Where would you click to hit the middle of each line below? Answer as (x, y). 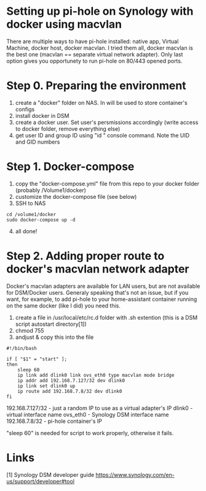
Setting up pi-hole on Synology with (100, 11)
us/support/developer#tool (41, 481)
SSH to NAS (30, 203)
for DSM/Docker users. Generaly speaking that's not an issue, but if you (97, 292)
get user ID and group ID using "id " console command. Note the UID (102, 135)
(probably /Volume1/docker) (50, 190)
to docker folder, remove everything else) (68, 129)
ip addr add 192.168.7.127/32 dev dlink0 (71, 381)
